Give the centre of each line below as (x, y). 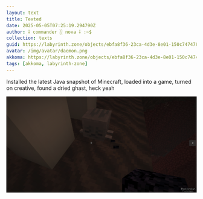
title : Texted (24, 19)
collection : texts (29, 38)
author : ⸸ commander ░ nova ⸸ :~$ (49, 32)
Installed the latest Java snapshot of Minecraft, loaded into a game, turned (99, 81)
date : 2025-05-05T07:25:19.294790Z (51, 25)
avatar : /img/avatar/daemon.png (47, 51)
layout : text (23, 13)
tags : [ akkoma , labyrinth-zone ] (47, 63)
